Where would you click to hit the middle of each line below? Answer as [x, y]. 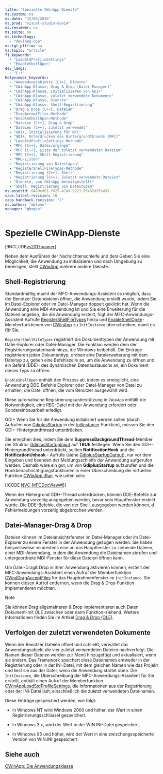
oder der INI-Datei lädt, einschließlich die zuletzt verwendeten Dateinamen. [80, 691]
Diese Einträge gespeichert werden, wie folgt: [51, 700]
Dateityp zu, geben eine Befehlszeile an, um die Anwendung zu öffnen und [80, 360]
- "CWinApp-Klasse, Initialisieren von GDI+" [56, 91]
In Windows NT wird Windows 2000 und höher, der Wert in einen [77, 710]
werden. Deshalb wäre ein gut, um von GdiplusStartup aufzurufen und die [79, 465]
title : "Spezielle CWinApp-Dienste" [42, 10]
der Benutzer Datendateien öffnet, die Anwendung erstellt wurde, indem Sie [81, 298]
